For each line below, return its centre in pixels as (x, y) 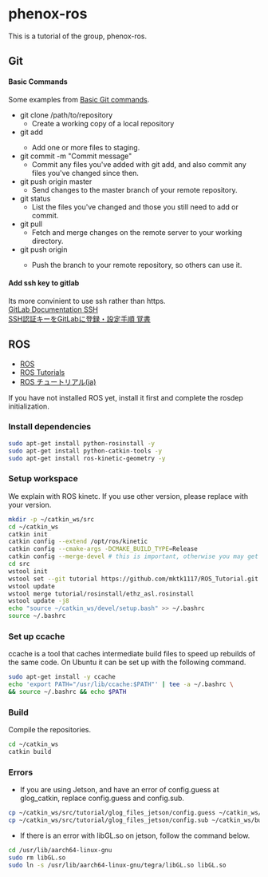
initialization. (29, 406)
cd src (19, 564)
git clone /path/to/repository (66, 115)
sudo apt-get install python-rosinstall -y (82, 443)
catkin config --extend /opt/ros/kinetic (78, 542)
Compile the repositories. (50, 730)
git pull (31, 224)
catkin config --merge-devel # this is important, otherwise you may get (134, 556)
